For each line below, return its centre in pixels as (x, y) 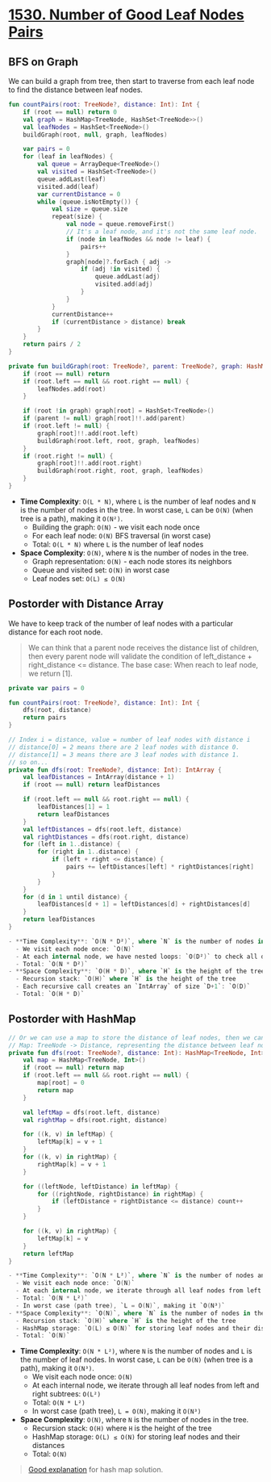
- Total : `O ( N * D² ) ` (52, 964)
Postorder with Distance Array (86, 604)
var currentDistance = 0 (79, 194)
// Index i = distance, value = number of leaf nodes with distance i (129, 740)
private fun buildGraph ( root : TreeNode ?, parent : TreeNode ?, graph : (126, 366)
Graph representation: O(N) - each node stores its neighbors (132, 561)
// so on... (28, 762)
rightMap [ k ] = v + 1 (72, 1164)
